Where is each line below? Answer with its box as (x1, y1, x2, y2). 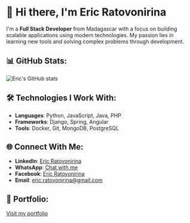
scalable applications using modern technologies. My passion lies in (6, 31, 174, 38)
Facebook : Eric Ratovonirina (14, 170, 85, 178)
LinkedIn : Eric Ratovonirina (14, 158, 82, 165)
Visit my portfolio (6, 210, 48, 217)
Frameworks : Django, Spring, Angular (14, 118, 109, 125)
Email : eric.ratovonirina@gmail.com (14, 176, 103, 184)
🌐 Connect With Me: (6, 142, 84, 152)
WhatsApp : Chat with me (14, 164, 78, 171)
